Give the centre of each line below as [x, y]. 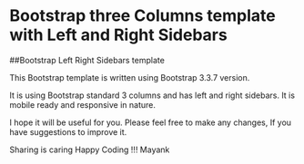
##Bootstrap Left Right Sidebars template [87, 60]
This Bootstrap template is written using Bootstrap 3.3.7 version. [130, 77]
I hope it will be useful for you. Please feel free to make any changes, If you [151, 122]
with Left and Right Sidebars [118, 35]
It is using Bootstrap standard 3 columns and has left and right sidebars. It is [152, 95]
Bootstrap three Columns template [142, 16]
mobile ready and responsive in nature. [83, 104]
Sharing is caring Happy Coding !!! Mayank [90, 150]
